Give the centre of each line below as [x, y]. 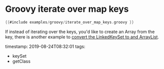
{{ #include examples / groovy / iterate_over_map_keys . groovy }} [70, 22]
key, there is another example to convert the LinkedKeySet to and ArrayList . [82, 37]
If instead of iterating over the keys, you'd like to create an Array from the [80, 32]
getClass [21, 61]
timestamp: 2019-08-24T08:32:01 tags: [45, 46]
